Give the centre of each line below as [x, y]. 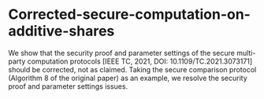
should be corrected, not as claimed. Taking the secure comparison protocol [132, 69]
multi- [246, 53]
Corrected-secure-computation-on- [129, 15]
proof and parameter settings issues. [68, 86]
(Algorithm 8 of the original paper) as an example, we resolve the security [128, 78]
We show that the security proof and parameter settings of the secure [121, 53]
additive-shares [61, 31]
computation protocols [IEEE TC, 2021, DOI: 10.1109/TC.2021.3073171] [140, 61]
